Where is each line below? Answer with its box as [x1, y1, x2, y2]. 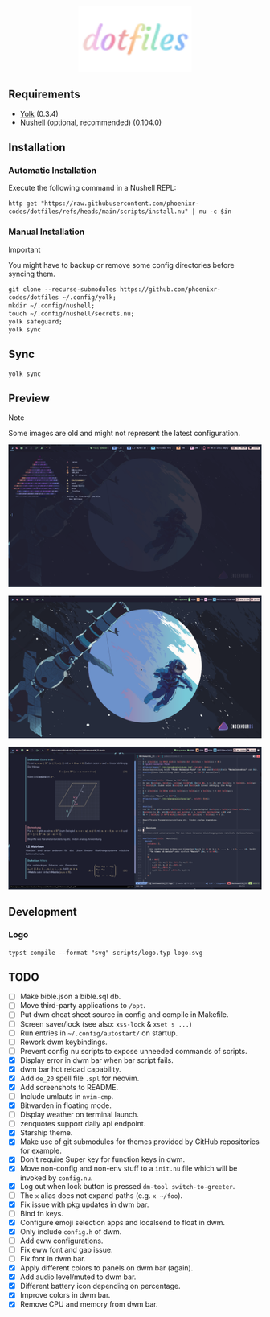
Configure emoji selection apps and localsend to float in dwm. [19, 1217, 226, 1227]
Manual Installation [8, 226, 85, 237]
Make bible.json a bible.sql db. [19, 992, 121, 1002]
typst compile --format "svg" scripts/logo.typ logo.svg [8, 949, 203, 957]
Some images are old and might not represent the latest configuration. [8, 429, 241, 438]
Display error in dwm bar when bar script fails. [19, 1055, 174, 1064]
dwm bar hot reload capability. [19, 1064, 121, 1074]
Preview [8, 391, 51, 405]
